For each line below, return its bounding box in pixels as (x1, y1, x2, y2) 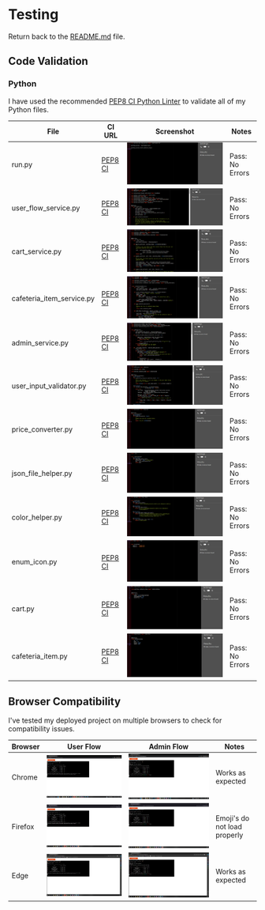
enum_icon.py (11, 557, 58, 567)
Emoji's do (215, 813, 250, 823)
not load (215, 821, 243, 831)
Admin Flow (148, 742, 189, 751)
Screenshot (155, 126, 195, 136)
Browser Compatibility (8, 695, 121, 708)
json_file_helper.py (11, 469, 73, 478)
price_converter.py (11, 425, 73, 434)
